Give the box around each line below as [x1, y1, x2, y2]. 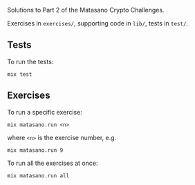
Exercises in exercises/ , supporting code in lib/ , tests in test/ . [7, 19, 189, 27]
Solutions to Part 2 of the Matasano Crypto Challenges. [7, 6, 165, 14]
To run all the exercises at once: [7, 159, 98, 167]
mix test [7, 70, 32, 78]
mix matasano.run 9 [7, 146, 64, 154]
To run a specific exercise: [7, 108, 83, 116]
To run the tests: [7, 57, 54, 66]
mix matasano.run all [7, 172, 70, 179]
